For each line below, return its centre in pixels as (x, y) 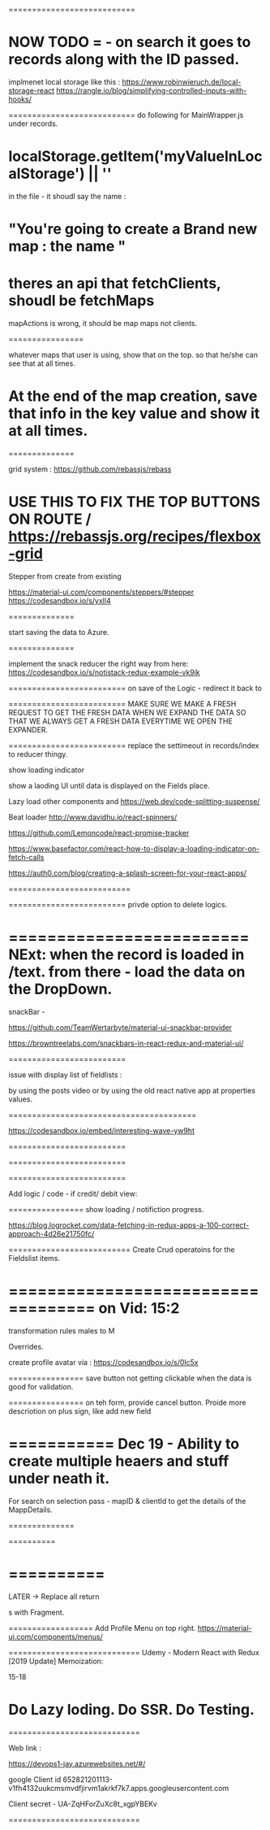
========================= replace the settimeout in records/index (134, 745)
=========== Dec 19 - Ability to (124, 1443)
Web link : (25, 1748)
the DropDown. (60, 989)
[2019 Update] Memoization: (56, 1661)
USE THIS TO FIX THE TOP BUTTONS (135, 502)
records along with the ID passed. (124, 60)
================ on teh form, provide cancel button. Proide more (127, 1402)
